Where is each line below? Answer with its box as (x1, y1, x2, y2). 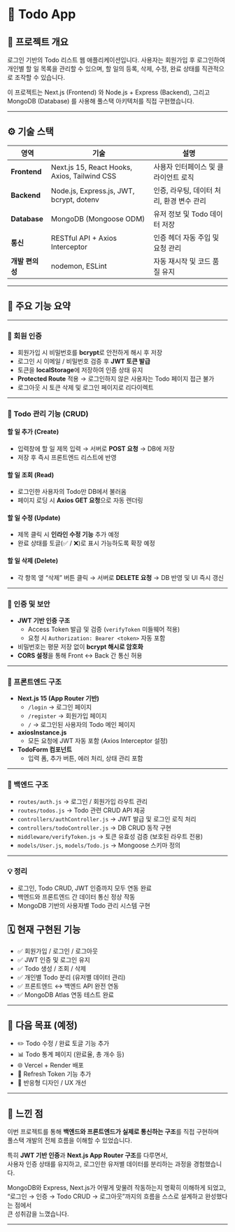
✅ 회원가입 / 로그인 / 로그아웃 (17, 947, 99, 955)
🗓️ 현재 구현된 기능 (7, 923, 81, 936)
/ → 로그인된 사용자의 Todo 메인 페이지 (27, 721, 136, 729)
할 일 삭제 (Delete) (7, 556, 58, 565)
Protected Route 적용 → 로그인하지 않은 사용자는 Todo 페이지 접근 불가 (17, 374, 215, 383)
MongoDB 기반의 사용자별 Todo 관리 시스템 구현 (17, 901, 150, 909)
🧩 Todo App (7, 6, 76, 22)
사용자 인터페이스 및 (153, 162, 215, 171)
